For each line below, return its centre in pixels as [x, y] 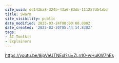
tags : [10, 32]
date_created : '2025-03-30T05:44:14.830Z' [49, 28]
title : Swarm [18, 14]
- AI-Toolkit [18, 37]
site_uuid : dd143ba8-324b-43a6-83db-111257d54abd [57, 10]
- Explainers [18, 42]
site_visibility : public [30, 19]
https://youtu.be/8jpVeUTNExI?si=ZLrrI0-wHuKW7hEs [59, 55]
